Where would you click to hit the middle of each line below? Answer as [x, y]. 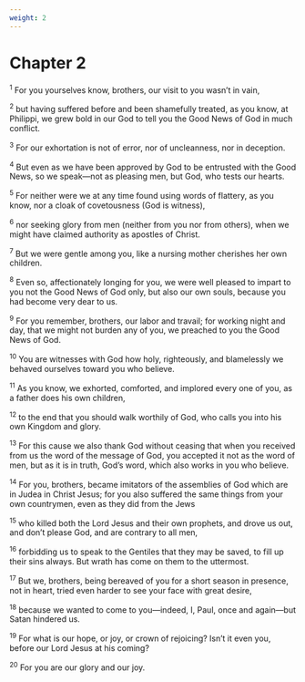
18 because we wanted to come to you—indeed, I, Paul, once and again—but [153, 609]
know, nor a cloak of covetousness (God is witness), [107, 205]
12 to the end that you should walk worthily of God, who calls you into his [146, 416]
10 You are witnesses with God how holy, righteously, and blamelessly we [147, 358]
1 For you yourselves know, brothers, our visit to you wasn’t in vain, [135, 89]
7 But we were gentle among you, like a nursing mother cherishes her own [148, 253]
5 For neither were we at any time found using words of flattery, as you [142, 195]
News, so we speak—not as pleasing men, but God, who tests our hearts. [147, 176]
